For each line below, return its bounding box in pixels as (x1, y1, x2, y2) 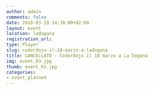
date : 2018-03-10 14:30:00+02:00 (6, 20, 90, 25)
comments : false (6, 14, 47, 20)
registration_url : (6, 36, 52, 42)
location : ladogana (6, 31, 55, 37)
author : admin (6, 8, 42, 15)
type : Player (6, 42, 39, 48)
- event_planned (6, 75, 47, 81)
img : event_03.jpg (6, 58, 52, 64)
